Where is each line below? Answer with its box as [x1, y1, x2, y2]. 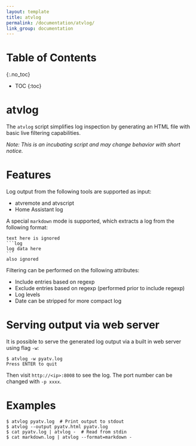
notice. [6, 147, 23, 155]
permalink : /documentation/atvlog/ [6, 20, 95, 26]
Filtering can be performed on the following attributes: [6, 267, 140, 274]
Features [6, 168, 51, 182]
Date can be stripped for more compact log [14, 297, 122, 304]
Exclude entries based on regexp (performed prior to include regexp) [14, 285, 185, 292]
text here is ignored [6, 235, 60, 242]
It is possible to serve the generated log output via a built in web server [6, 338, 181, 345]
